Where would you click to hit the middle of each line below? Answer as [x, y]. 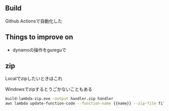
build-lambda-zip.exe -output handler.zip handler [59, 99]
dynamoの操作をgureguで [39, 50]
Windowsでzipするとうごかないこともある [49, 89]
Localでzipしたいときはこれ [34, 79]
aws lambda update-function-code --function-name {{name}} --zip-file [81, 103]
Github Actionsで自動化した [34, 21]
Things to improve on [39, 37]
